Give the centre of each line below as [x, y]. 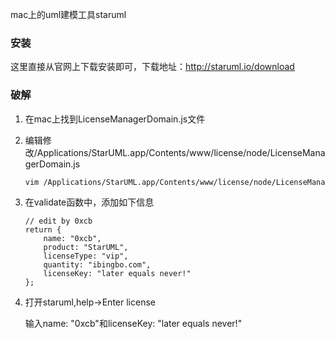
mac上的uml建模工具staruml [68, 14]
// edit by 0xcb [58, 221]
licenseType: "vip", [86, 256]
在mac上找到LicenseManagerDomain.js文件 [115, 119]
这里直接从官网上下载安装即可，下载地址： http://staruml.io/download [152, 67]
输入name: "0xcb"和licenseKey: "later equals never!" [133, 324]
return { [43, 230]
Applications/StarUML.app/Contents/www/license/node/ [153, 152]
